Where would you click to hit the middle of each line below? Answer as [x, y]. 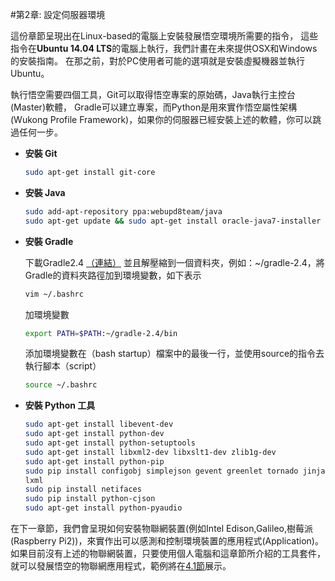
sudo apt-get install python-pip [94, 461]
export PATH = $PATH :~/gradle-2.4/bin [101, 333]
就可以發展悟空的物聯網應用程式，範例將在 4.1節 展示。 [121, 566]
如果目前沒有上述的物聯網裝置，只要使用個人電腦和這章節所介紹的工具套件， [168, 553]
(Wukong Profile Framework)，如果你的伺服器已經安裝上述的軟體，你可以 [161, 119]
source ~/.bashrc [61, 385]
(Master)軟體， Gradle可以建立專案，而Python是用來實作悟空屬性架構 [154, 107]
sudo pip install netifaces [83, 489]
